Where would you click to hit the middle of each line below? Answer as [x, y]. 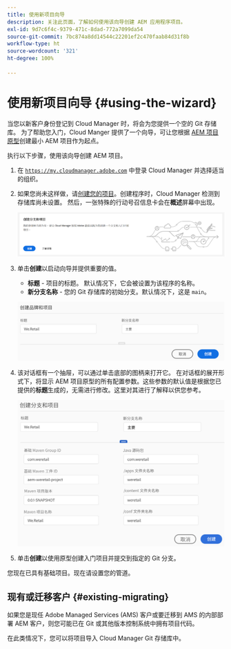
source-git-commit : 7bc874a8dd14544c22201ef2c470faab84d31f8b [98, 37]
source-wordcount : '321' [43, 51]
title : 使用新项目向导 [36, 15]
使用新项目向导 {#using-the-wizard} [112, 103]
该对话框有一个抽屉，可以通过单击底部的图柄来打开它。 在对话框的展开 [118, 373]
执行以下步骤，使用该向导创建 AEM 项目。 [67, 155]
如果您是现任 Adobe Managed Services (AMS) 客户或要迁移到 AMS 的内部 [112, 615]
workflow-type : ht [33, 44]
